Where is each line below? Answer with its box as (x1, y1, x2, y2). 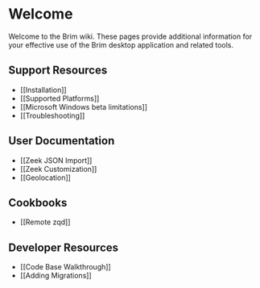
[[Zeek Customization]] (19, 164, 97, 173)
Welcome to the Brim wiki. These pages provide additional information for (8, 31, 253, 41)
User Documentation (8, 134, 115, 148)
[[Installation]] (19, 85, 67, 94)
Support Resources (8, 64, 108, 77)
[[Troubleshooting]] (19, 111, 85, 120)
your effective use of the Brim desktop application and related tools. (8, 40, 234, 49)
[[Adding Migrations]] (19, 271, 92, 281)
